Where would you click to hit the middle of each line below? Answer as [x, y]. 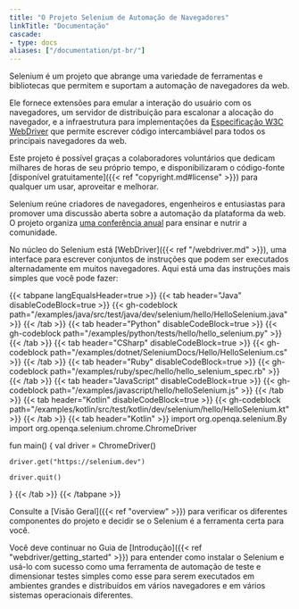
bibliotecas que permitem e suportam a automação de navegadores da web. [149, 86]
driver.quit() [36, 478]
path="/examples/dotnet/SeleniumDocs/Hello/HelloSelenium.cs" [169, 353]
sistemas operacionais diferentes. [71, 596]
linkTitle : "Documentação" [59, 26]
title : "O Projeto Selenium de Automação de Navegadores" [119, 17]
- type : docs [33, 42]
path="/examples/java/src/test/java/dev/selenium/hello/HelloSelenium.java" [149, 314]
